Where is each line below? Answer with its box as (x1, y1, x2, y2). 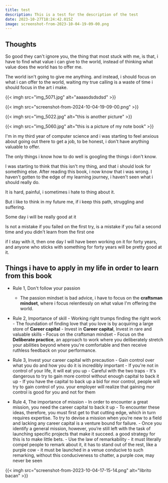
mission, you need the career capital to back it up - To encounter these (12, 404, 160, 410)
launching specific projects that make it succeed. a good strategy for (12, 431, 155, 437)
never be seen (12, 457, 43, 463)
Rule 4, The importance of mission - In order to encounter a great (12, 399, 148, 405)
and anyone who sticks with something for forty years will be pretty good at (5, 244, 162, 250)
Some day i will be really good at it (5, 214, 76, 220)
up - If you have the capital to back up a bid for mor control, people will (12, 378, 160, 384)
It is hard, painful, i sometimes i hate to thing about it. (5, 189, 115, 195)
